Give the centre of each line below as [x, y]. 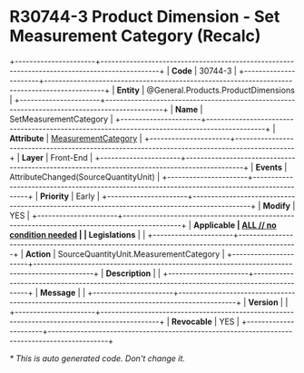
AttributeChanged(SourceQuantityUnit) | [85, 177]
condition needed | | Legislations [73, 234]
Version [263, 302]
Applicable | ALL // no [235, 225]
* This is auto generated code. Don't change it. [98, 358]
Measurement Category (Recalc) [135, 36]
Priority [55, 196]
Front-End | [72, 157]
